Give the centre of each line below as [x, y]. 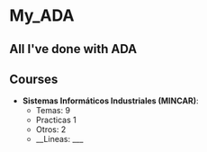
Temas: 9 [53, 111]
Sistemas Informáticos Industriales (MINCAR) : [111, 101]
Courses [34, 79]
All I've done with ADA [73, 49]
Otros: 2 [51, 130]
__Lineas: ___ [59, 139]
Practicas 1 [56, 120]
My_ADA [42, 16]
